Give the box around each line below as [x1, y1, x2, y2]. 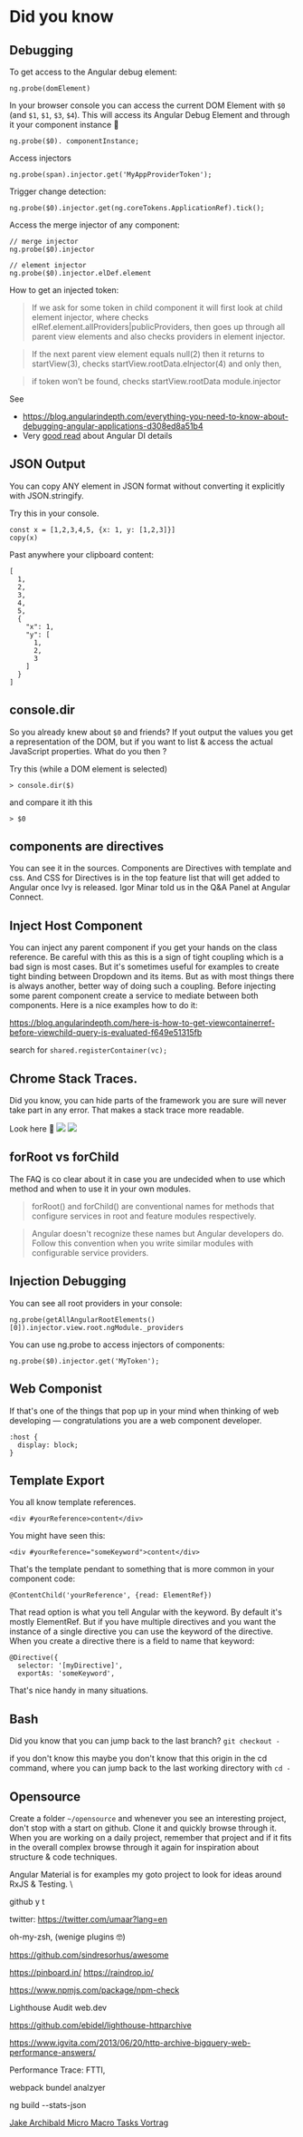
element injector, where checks [31, 312, 149, 323]
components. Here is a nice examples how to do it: [9, 1000, 198, 1011]
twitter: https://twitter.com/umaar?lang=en [9, 1913, 168, 1924]
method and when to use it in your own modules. [9, 1183, 192, 1194]
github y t [9, 1896, 45, 1907]
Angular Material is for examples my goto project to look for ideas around [9, 1869, 282, 1880]
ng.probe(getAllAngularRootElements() [9, 1315, 156, 1325]
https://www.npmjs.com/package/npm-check [9, 1984, 180, 1996]
